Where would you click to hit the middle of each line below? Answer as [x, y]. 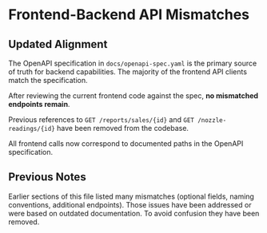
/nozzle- [212, 120]
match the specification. [48, 80]
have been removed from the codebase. [123, 128]
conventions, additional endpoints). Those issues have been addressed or [130, 204]
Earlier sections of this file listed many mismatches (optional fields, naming [131, 196]
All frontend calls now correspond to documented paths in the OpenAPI [126, 144]
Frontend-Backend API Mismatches [129, 15]
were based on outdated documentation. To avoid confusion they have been [134, 213]
